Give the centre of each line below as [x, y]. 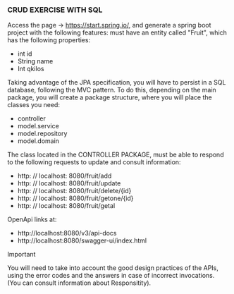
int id [25, 54]
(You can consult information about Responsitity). [79, 283]
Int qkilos [31, 69]
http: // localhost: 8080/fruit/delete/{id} [74, 191]
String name [35, 61]
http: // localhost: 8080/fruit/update [69, 183]
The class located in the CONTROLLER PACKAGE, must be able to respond [116, 155]
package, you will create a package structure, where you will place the [110, 97]
